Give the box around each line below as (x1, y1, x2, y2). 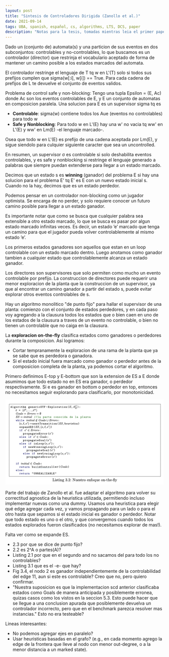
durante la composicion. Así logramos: (5, 338, 85, 344)
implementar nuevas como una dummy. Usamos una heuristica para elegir (5, 500, 159, 506)
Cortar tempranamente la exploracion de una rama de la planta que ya (12, 348, 158, 354)
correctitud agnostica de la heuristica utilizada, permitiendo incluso (5, 495, 145, 501)
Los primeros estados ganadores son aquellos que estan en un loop (5, 244, 146, 250)
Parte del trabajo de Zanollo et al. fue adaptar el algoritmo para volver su (5, 489, 156, 496)
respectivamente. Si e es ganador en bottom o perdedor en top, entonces (5, 384, 157, 390)
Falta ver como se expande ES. (5, 532, 69, 538)
